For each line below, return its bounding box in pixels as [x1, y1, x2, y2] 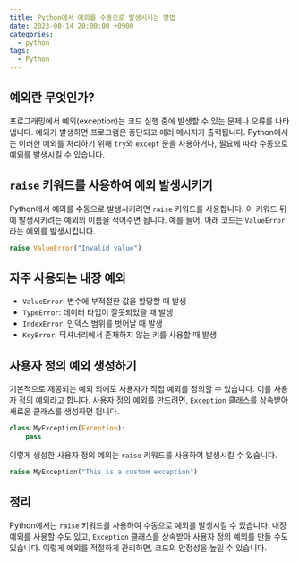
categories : [9, 30, 54, 38]
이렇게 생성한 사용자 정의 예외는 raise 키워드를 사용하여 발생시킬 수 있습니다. [9, 449, 278, 460]
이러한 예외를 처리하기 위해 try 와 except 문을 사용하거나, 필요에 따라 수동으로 [18, 138, 289, 149]
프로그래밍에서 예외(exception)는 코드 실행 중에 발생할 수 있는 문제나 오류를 [9, 115, 273, 126]
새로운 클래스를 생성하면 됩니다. [9, 406, 120, 417]
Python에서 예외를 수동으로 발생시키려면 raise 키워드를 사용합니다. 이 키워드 [9, 203, 278, 214]
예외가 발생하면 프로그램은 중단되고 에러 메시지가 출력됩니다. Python [35, 126, 275, 137]
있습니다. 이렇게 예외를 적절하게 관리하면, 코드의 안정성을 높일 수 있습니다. [9, 542, 267, 553]
